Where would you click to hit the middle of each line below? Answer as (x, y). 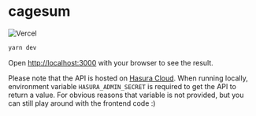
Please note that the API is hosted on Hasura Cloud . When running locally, (128, 78)
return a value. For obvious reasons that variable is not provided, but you (126, 95)
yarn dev (22, 47)
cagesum (39, 11)
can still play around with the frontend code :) (82, 103)
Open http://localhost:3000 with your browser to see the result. (111, 62)
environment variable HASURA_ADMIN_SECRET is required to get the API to (122, 86)
